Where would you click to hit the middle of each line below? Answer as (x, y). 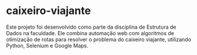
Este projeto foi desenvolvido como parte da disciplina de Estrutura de (91, 27)
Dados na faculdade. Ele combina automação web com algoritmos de (90, 33)
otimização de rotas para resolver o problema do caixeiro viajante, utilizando (99, 39)
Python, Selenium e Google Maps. (47, 46)
